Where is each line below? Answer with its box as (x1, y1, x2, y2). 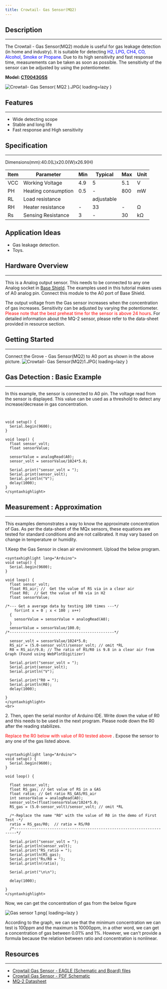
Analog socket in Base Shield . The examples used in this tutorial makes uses (5, 285, 162, 291)
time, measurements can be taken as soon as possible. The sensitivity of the (5, 59, 162, 65)
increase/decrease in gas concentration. (5, 401, 88, 407)
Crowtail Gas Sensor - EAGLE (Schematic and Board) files (12, 968, 131, 974)
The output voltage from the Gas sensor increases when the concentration (5, 300, 158, 306)
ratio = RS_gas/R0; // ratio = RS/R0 (9, 822, 90, 827)
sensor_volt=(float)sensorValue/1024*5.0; (9, 800, 99, 805)
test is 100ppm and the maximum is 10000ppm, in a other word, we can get (5, 925, 159, 931)
